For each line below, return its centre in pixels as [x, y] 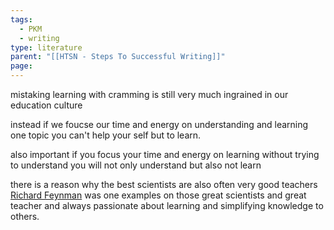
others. [25, 216]
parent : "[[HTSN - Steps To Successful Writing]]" [118, 57]
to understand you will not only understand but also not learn [136, 165]
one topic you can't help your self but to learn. [106, 135]
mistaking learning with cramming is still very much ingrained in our [149, 94]
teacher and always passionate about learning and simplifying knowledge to [167, 205]
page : [21, 66]
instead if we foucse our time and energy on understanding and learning [159, 124]
